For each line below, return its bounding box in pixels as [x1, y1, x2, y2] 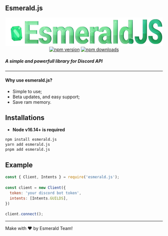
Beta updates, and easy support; [12, 94, 80, 100]
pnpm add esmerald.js [5, 147, 50, 152]
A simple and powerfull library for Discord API [5, 58, 103, 64]
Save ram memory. [12, 99, 51, 105]
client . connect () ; [5, 211, 43, 217]
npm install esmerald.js [5, 137, 57, 142]
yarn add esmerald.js [5, 142, 50, 147]
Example [5, 160, 33, 169]
